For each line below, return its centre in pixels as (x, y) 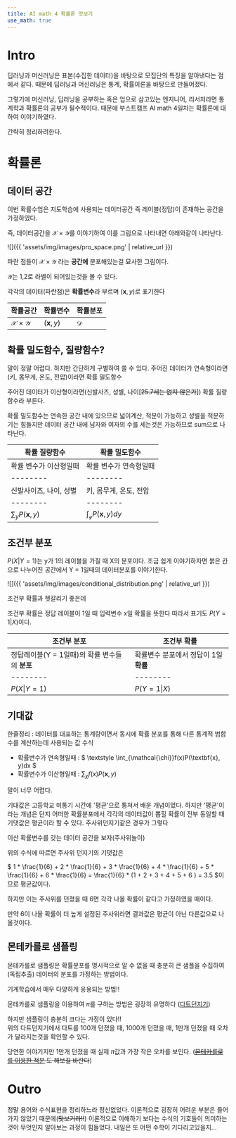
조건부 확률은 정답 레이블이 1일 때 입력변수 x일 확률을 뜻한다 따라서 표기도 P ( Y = (117, 613)
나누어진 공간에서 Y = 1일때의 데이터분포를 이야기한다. (94, 570)
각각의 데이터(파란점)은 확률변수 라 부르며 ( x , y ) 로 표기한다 (86, 292)
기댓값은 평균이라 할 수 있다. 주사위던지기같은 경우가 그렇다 (88, 823)
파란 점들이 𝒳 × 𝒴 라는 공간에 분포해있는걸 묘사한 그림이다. (88, 262)
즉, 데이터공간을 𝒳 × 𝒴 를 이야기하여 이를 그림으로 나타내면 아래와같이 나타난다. (115, 233)
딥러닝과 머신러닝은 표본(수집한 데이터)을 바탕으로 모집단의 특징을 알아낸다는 (112, 75)
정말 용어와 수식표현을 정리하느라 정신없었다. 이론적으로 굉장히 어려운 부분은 (111, 1109)
